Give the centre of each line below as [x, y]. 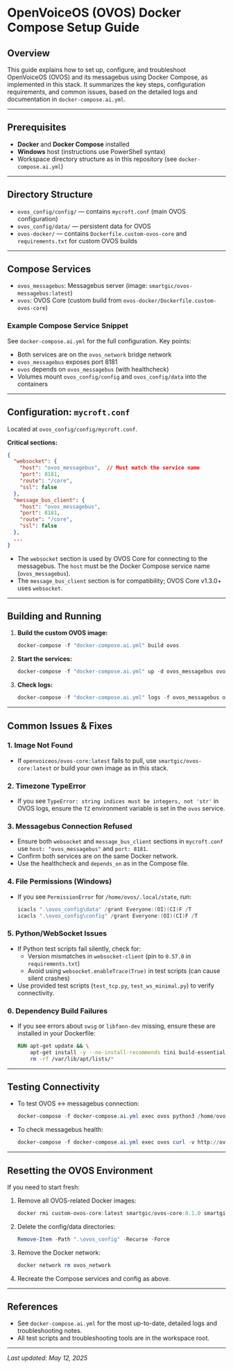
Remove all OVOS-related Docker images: [77, 1200]
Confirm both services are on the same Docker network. [97, 856]
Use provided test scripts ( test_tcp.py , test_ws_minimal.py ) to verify [116, 985]
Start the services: [45, 659]
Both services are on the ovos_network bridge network [94, 354]
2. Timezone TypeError [47, 786]
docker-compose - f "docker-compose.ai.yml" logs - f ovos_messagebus [118, 698]
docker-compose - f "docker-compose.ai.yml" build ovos [98, 646]
